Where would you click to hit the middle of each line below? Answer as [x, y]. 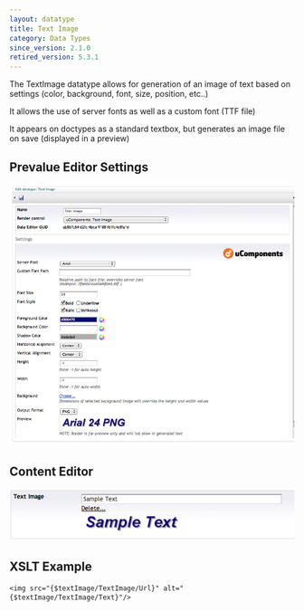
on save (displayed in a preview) [70, 138]
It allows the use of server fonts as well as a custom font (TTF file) [133, 111]
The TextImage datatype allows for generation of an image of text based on [150, 84]
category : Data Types [50, 38]
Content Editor [51, 471]
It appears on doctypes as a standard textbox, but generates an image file [147, 129]
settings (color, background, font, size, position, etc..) [109, 94]
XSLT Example [51, 566]
